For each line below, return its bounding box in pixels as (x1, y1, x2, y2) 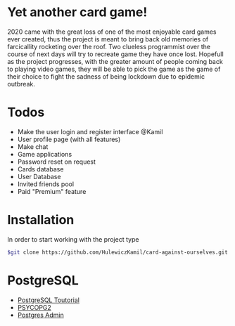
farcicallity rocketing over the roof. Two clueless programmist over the (7, 42, 211, 51)
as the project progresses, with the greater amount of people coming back (7, 57, 223, 65)
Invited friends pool (17, 180, 75, 188)
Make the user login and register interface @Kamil (17, 127, 163, 136)
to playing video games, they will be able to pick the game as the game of (7, 65, 221, 73)
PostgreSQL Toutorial (17, 296, 80, 304)
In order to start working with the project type (7, 235, 139, 243)
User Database (17, 172, 61, 181)
